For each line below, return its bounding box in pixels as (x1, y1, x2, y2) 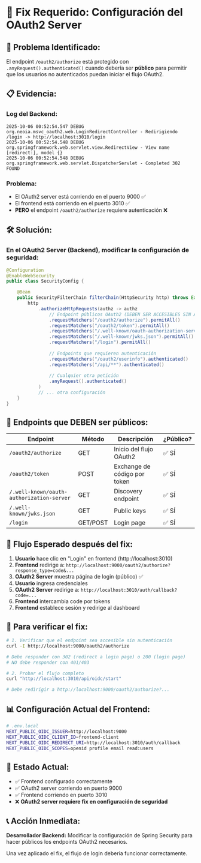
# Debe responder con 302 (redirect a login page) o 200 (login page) (6, 654, 186, 660)
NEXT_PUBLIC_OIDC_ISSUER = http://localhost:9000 (6, 729, 127, 735)
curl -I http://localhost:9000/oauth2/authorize (6, 643, 130, 649)
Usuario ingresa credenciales (14, 580, 88, 587)
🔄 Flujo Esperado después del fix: (6, 539, 133, 549)
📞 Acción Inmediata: (6, 816, 81, 826)
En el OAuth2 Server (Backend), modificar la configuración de (6, 246, 190, 254)
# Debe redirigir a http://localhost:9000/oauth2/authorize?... (6, 687, 170, 693)
